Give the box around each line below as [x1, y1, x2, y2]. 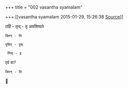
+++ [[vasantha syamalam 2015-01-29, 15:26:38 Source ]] [5, 14, 123, 19]
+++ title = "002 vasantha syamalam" [5, 4, 82, 10]
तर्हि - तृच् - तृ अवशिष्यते [5, 23, 44, 29]
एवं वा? [5, 60, 16, 65]
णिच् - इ [7, 51, 21, 56]
